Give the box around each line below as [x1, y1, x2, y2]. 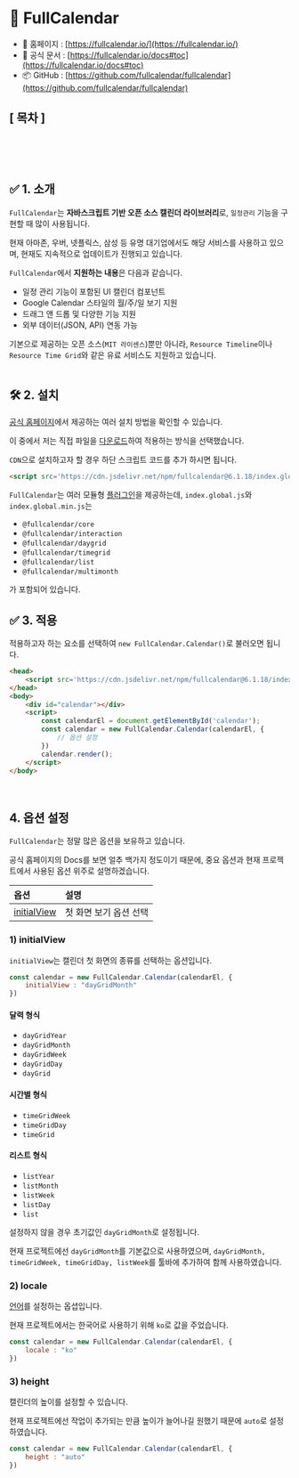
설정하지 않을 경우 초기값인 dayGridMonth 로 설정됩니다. [9, 1226, 200, 1237]
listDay [21, 1200, 51, 1209]
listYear [21, 1172, 55, 1181]
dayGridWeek [21, 1051, 67, 1060]
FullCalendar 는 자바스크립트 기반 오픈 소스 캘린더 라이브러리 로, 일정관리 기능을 [9, 207, 279, 217]
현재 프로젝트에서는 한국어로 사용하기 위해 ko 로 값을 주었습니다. [9, 1320, 229, 1330]
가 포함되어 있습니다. [9, 584, 81, 595]
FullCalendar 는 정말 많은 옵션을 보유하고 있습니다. [9, 836, 185, 847]
